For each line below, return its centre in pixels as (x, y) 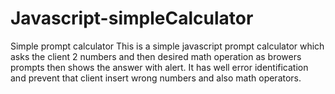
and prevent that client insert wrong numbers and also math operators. (156, 78)
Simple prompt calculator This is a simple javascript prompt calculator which (167, 46)
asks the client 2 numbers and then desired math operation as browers (156, 56)
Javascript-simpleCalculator (132, 18)
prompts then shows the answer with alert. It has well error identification (159, 67)
